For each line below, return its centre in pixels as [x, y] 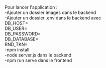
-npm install [17, 50]
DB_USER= [16, 28]
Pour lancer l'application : [31, 7]
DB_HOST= [16, 23]
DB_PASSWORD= [23, 34]
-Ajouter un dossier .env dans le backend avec [53, 18]
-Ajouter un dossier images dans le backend [50, 12]
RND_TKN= [16, 44]
